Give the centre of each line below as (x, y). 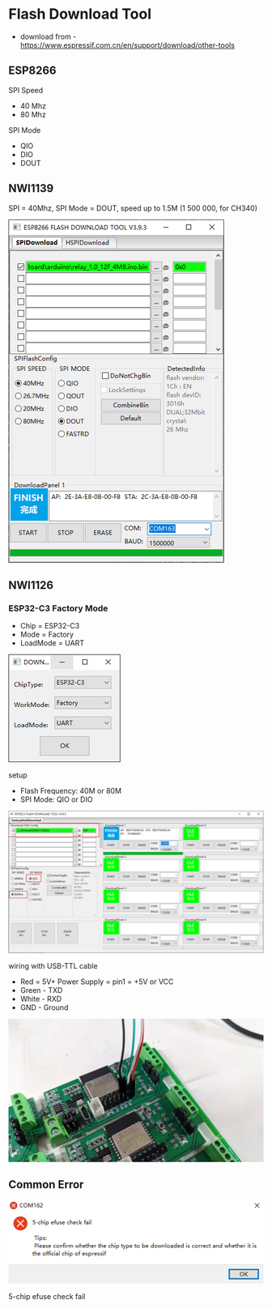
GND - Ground (44, 1007)
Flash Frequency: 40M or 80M (71, 791)
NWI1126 (31, 585)
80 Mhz (33, 114)
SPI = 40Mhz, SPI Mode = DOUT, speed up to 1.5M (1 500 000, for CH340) (133, 208)
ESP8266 (32, 71)
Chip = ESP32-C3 (50, 626)
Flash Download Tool (80, 14)
